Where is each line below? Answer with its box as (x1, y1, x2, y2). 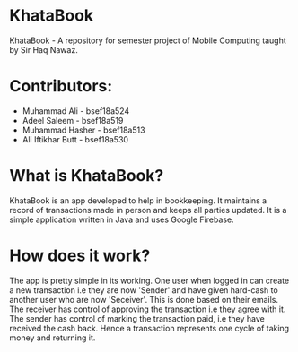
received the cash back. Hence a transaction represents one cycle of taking (9, 322, 290, 333)
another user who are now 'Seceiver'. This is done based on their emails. (9, 294, 279, 305)
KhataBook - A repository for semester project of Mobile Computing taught (9, 35, 287, 46)
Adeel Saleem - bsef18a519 (22, 115, 124, 125)
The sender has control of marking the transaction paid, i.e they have (9, 313, 265, 323)
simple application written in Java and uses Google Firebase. (9, 214, 235, 225)
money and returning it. (9, 332, 96, 343)
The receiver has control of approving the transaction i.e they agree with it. (9, 304, 286, 314)
